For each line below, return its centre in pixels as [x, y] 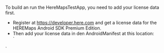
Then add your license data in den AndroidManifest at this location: [83, 33]
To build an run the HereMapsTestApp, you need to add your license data [82, 7]
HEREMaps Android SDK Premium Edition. [57, 28]
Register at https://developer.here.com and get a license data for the [85, 23]
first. [10, 13]
